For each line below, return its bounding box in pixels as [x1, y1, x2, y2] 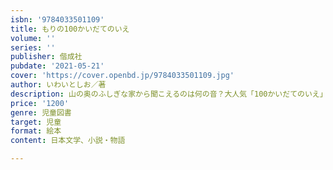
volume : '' [10, 33, 56, 43]
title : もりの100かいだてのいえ [10, 24, 130, 34]
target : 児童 [10, 117, 62, 127]
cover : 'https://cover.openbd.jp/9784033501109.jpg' [10, 71, 235, 81]
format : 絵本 [10, 126, 62, 136]
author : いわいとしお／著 [10, 80, 107, 90]
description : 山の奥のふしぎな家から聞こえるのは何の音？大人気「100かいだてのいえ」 [10, 89, 328, 99]
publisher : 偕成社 [10, 52, 83, 62]
